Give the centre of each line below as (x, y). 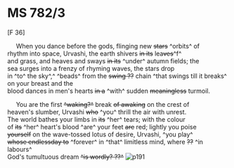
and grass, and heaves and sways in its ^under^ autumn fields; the (103, 60)
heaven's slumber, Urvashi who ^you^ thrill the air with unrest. (97, 112)
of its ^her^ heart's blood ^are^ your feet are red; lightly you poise (102, 127)
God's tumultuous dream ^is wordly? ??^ (66, 157)
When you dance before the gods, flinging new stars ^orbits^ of (108, 46)
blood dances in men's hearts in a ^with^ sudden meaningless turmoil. (109, 91)
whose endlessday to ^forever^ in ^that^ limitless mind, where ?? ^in (105, 141)
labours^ (20, 149)
